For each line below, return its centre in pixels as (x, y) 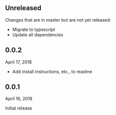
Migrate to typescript (34, 29)
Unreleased (23, 8)
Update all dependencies (38, 34)
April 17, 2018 (19, 62)
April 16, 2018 (19, 99)
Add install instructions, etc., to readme (52, 71)
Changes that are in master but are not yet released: (58, 20)
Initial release (19, 108)
